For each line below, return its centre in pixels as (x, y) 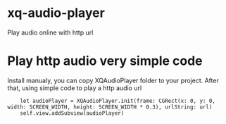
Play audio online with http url (50, 32)
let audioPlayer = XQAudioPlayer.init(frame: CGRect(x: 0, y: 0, (118, 101)
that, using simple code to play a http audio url (75, 88)
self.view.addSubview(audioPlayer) (72, 113)
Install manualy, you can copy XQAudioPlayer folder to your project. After (113, 80)
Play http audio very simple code (105, 61)
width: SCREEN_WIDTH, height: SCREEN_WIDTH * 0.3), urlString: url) (110, 107)
